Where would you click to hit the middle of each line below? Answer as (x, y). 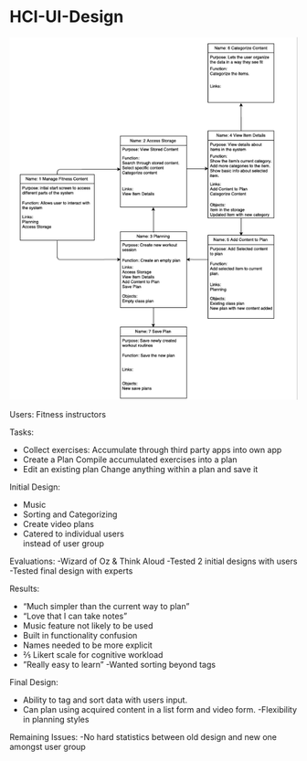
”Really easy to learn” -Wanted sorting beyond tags (119, 665)
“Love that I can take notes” (75, 616)
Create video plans (58, 524)
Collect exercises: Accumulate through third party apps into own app (152, 450)
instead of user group (64, 544)
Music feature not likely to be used (88, 626)
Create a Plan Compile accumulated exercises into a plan (130, 460)
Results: (25, 589)
